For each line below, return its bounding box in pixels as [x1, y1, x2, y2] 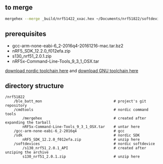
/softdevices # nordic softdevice [14, 142, 155, 146]
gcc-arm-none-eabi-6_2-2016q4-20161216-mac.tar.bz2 [12, 43, 124, 49]
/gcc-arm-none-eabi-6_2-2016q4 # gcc [14, 128, 125, 134]
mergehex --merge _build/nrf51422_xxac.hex [5, 16, 95, 21]
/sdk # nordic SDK [14, 133, 140, 138]
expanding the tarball [5, 120, 51, 125]
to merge [5, 3, 33, 12]
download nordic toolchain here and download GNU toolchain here [5, 68, 139, 73]
